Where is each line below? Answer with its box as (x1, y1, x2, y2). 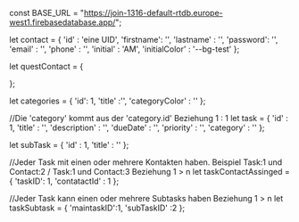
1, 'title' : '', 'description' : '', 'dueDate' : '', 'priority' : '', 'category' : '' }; (9, 122, 265, 133)
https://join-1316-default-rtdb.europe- (83, 8, 223, 18)
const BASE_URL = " (9, 8, 85, 18)
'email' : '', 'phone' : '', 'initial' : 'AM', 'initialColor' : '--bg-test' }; (9, 44, 240, 54)
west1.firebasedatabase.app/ (9, 17, 116, 28)
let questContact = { (9, 62, 84, 71)
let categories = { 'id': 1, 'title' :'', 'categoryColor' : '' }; (9, 95, 206, 106)
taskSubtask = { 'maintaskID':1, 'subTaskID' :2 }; (9, 202, 186, 213)
